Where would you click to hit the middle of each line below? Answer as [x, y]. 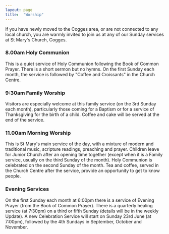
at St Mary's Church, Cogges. [36, 40]
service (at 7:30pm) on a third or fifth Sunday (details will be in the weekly [82, 211]
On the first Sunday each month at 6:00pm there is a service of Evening [80, 200]
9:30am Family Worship [35, 93]
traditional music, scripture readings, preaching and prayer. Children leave [82, 149]
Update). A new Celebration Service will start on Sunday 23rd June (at [78, 216]
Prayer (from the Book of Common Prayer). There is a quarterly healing [79, 205]
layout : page [19, 10]
